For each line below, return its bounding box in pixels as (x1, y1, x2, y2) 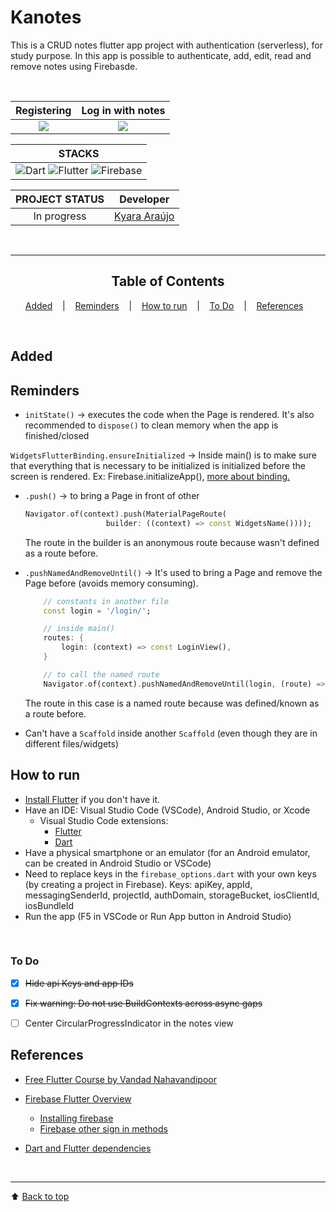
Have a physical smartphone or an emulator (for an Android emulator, (24, 846, 311, 858)
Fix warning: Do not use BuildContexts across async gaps (24, 997, 263, 1009)
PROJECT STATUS (15, 192, 105, 206)
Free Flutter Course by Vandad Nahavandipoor (24, 1073, 217, 1085)
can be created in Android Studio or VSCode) (24, 857, 212, 869)
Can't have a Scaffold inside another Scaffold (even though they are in (24, 727, 318, 739)
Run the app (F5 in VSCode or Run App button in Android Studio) (24, 910, 292, 922)
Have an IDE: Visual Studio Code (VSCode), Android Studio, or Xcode (24, 804, 311, 816)
